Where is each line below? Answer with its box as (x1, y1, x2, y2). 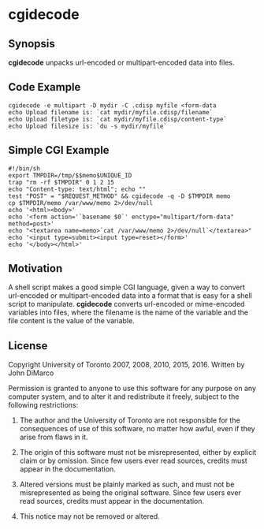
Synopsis (8, 37, 55, 50)
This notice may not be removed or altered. (19, 512, 160, 521)
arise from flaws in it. (19, 432, 88, 442)
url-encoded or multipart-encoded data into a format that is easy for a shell (8, 291, 252, 300)
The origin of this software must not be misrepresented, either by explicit (19, 448, 257, 457)
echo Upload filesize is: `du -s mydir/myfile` (8, 122, 168, 130)
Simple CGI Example (8, 143, 110, 157)
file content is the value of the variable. (8, 316, 136, 326)
